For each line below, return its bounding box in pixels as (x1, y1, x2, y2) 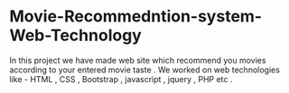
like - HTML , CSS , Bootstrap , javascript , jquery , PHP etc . (9, 73, 233, 84)
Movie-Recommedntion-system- (9, 6, 263, 27)
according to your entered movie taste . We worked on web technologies (9, 64, 280, 75)
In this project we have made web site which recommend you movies (9, 55, 266, 65)
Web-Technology (9, 25, 142, 46)
